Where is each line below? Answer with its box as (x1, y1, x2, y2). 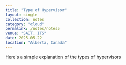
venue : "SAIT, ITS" (5, 31, 47, 36)
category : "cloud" (5, 21, 44, 27)
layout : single (5, 12, 38, 17)
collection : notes (5, 17, 44, 22)
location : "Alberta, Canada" (5, 40, 67, 45)
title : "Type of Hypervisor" (5, 7, 67, 13)
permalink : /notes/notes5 (5, 26, 60, 31)
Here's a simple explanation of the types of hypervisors (5, 54, 121, 60)
